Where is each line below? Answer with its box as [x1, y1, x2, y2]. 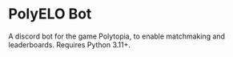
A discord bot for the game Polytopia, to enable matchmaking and [8, 31, 226, 41]
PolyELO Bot [8, 5, 92, 23]
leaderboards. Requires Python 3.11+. [8, 39, 131, 49]
